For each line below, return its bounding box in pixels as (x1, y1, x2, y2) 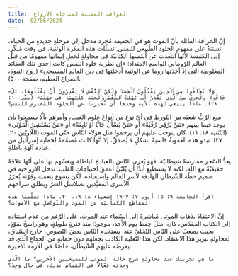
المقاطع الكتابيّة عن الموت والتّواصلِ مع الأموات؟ (8, 199, 152, 206)
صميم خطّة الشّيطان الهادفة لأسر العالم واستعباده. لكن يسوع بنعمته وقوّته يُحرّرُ (8, 171, 214, 180)
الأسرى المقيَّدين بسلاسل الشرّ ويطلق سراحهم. (8, 179, 132, 188)
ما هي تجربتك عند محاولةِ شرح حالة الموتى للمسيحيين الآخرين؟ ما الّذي (8, 255, 215, 263)
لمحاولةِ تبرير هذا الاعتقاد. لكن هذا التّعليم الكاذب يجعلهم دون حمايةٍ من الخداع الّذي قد (8, 234, 230, 243)
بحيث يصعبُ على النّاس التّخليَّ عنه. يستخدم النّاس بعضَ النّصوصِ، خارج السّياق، (8, 226, 215, 235)
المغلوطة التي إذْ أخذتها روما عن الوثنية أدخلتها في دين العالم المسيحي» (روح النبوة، (8, 67, 225, 75)
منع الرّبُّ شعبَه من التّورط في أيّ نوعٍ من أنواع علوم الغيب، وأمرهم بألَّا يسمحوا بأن (8, 113, 222, 121)
